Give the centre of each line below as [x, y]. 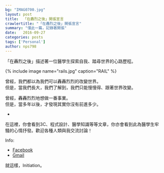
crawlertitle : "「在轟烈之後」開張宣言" [43, 23]
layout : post [19, 14]
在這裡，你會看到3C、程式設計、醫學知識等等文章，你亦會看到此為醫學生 [80, 124]
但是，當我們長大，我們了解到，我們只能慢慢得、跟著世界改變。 [70, 87]
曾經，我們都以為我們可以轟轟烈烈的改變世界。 [53, 81]
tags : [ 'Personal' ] [25, 42]
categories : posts [24, 38]
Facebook [23, 150]
